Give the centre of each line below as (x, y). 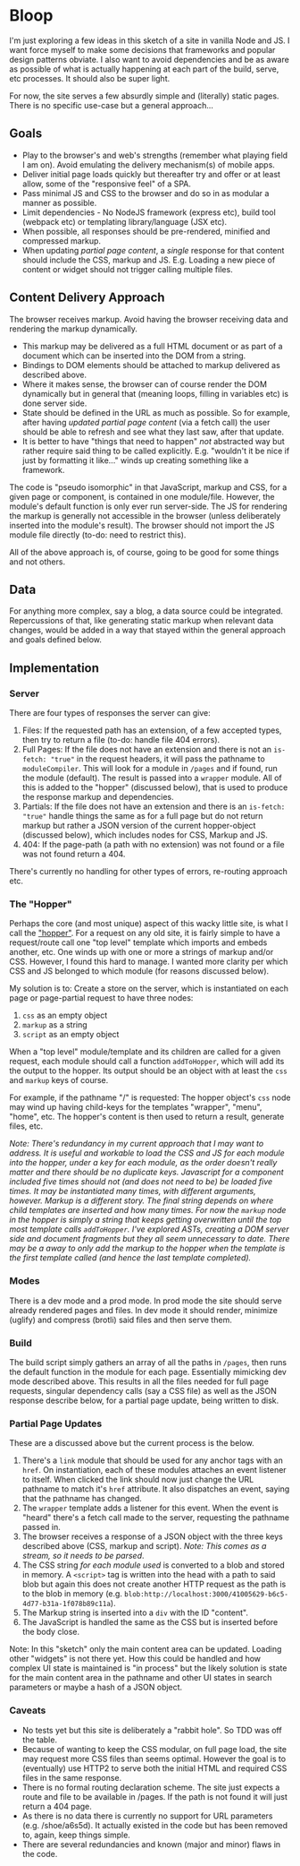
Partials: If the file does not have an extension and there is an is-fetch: (154, 806)
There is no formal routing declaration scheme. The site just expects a (151, 1787)
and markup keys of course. (59, 1080)
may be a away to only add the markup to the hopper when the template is (147, 1248)
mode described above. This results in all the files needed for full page (139, 1381)
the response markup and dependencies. (98, 797)
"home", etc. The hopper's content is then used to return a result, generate (147, 1117)
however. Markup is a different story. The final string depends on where (142, 1200)
